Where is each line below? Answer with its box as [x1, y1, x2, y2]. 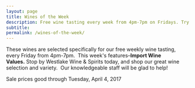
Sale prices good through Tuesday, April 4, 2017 [6, 76, 121, 83]
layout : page [6, 8, 38, 14]
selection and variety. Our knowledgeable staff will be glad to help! [6, 64, 168, 71]
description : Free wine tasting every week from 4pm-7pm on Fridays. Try [6, 19, 190, 25]
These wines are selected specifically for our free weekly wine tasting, [6, 46, 176, 53]
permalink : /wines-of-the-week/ [6, 30, 85, 36]
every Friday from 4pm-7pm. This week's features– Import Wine [6, 52, 162, 59]
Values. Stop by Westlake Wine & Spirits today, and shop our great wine [6, 58, 180, 65]
